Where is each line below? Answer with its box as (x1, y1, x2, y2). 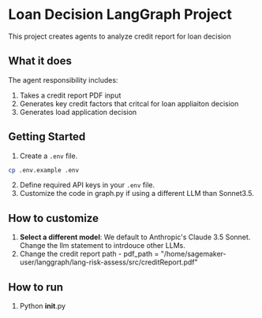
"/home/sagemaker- (160, 250, 226, 259)
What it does (8, 54, 73, 68)
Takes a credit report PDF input (19, 91, 122, 100)
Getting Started (8, 130, 86, 143)
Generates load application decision (19, 107, 137, 116)
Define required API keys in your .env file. (19, 180, 155, 190)
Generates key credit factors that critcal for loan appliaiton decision (19, 98, 239, 108)
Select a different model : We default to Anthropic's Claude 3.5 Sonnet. (19, 232, 251, 242)
